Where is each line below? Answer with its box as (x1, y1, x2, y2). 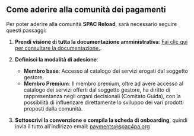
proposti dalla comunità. (23, 105, 83, 112)
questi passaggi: (6, 27, 47, 34)
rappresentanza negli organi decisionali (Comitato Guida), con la (23, 92, 181, 99)
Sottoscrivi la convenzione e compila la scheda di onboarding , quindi (14, 116, 188, 124)
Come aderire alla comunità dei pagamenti (6, 5, 166, 15)
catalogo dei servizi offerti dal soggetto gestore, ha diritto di (23, 86, 171, 93)
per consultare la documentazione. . (14, 44, 102, 51)
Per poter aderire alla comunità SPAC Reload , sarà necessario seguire (6, 20, 177, 27)
